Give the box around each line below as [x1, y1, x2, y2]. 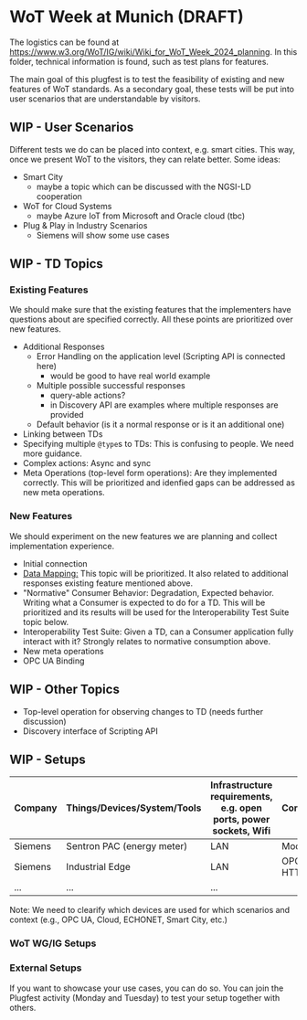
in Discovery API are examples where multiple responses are [49, 399, 279, 410]
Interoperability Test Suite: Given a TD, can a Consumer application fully [22, 626, 294, 637]
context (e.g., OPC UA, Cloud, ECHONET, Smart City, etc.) [9, 914, 228, 925]
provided [49, 409, 84, 420]
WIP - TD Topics [9, 256, 103, 271]
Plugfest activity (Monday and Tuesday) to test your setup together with [9, 992, 281, 1003]
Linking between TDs [22, 429, 103, 440]
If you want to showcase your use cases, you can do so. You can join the [9, 983, 284, 993]
